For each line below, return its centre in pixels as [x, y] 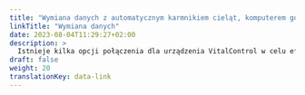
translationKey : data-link [60, 77]
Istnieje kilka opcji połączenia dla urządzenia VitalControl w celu [152, 52]
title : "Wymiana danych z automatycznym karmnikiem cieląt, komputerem [148, 18]
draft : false [34, 60]
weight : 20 [30, 69]
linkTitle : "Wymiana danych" [64, 26]
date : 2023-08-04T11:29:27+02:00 [73, 34]
